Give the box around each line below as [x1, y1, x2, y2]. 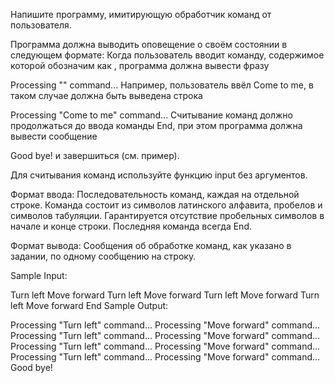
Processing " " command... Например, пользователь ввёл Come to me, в [10, 79, 314, 91]
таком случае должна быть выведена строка [10, 90, 203, 101]
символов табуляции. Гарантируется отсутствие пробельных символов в [10, 210, 325, 221]
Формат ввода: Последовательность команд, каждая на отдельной [10, 189, 300, 200]
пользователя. [10, 19, 72, 31]
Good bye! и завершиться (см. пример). [10, 150, 180, 161]
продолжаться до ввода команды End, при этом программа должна [10, 120, 303, 131]
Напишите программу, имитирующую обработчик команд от [10, 9, 272, 20]
